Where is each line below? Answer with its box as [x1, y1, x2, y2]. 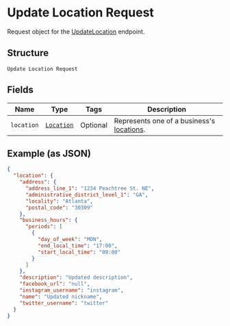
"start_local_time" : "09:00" [37, 249, 121, 255]
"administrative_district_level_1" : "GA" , [25, 191, 149, 198]
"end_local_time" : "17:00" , [37, 242, 118, 249]
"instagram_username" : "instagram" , [19, 287, 125, 294]
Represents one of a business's [114, 116, 216, 125]
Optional [79, 120, 108, 129]
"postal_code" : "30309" [25, 204, 94, 211]
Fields [7, 84, 34, 96]
